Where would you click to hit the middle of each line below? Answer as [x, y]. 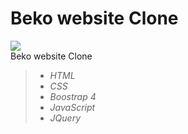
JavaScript [72, 107]
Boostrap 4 [73, 96]
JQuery [65, 118]
